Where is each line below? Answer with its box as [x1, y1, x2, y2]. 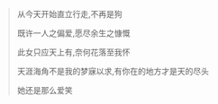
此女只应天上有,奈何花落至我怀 [16, 47, 131, 57]
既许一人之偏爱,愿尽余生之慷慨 [16, 28, 131, 39]
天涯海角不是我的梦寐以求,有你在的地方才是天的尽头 [16, 66, 209, 76]
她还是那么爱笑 [16, 85, 73, 95]
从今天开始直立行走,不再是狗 [16, 9, 123, 19]
